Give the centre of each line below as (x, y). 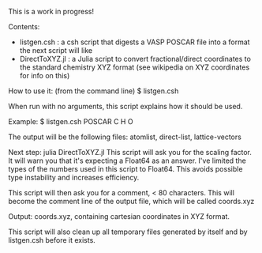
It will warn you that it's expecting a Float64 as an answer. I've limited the (127, 160)
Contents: (24, 26)
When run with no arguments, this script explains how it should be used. (125, 106)
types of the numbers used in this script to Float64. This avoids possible (125, 169)
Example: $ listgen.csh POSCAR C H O (71, 121)
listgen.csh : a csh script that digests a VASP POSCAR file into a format (135, 42)
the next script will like (56, 50)
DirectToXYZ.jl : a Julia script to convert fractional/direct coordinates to (135, 59)
